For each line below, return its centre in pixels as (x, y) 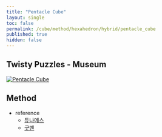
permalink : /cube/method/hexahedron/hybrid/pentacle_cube (81, 29)
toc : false (20, 23)
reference (27, 113)
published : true (27, 35)
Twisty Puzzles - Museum (56, 65)
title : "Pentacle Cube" (36, 12)
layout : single (25, 18)
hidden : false (24, 40)
